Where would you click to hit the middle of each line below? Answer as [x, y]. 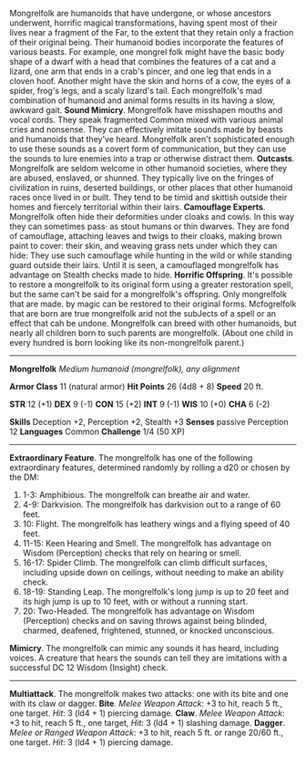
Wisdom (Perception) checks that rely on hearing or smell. [132, 553]
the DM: [24, 477]
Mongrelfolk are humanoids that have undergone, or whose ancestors [140, 13]
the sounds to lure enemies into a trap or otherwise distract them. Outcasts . [152, 158]
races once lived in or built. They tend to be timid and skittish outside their [148, 197]
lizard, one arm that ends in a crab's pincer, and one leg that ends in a [140, 71]
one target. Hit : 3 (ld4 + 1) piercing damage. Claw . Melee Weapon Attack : [147, 713]
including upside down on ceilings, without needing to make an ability [153, 572]
